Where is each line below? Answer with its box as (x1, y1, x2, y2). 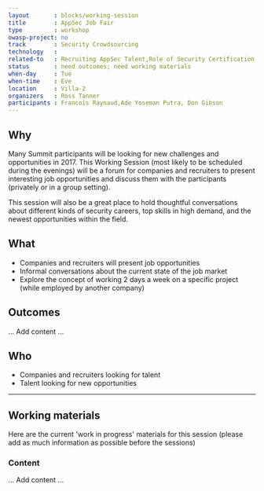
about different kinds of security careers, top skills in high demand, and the (8, 206, 251, 215)
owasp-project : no (8, 33, 68, 42)
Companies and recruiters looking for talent (19, 370, 161, 379)
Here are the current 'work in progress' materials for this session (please (8, 430, 244, 439)
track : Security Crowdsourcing (8, 41, 139, 49)
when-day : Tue (8, 70, 72, 78)
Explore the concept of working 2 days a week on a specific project (19, 274, 239, 284)
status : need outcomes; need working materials (8, 63, 192, 71)
